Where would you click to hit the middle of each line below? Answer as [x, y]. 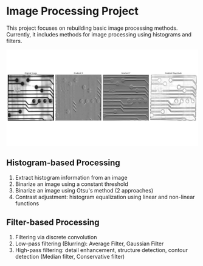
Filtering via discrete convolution [56, 237]
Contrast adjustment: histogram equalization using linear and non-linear [105, 197]
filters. [14, 41]
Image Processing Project [72, 11]
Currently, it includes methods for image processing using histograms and [99, 34]
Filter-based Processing [53, 223]
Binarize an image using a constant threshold [72, 184]
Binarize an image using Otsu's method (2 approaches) [84, 190]
